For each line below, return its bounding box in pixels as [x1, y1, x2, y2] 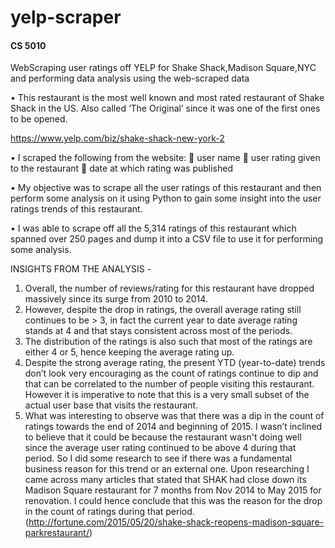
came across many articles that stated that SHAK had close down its [24, 474, 307, 486]
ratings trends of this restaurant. [10, 203, 143, 215]
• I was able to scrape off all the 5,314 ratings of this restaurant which [10, 222, 297, 235]
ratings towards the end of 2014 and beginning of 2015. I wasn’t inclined [24, 421, 323, 433]
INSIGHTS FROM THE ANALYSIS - [10, 263, 152, 275]
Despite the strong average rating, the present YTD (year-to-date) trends [24, 357, 326, 369]
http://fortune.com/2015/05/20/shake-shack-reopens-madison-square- [28, 516, 325, 528]
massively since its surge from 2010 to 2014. [24, 293, 208, 305]
